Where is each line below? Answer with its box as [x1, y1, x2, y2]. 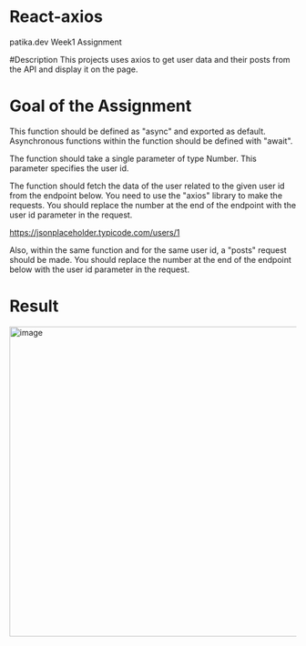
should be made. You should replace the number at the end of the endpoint [9, 254, 291, 265]
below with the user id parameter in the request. [9, 264, 189, 275]
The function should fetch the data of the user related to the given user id [9, 180, 285, 191]
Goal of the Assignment [9, 96, 192, 116]
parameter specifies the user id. [9, 162, 129, 174]
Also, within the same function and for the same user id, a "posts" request [9, 244, 287, 256]
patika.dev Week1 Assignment [9, 36, 123, 47]
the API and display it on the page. [9, 64, 138, 75]
